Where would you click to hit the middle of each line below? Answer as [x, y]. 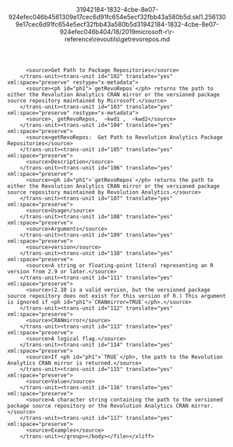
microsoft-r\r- [155, 32]
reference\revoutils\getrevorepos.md [117, 39]
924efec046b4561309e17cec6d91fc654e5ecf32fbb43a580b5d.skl [104, 17]
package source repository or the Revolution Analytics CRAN [98, 406]
